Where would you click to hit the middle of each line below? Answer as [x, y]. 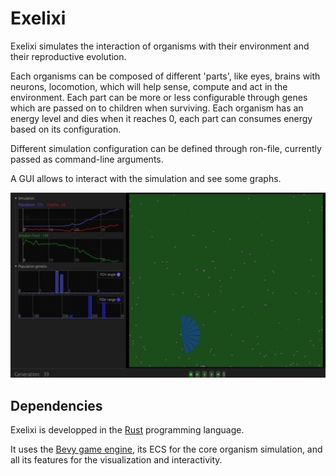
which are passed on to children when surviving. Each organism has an [157, 108]
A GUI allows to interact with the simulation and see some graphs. [146, 178]
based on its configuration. [66, 129]
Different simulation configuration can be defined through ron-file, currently [166, 148]
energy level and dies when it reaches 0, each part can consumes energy [161, 118]
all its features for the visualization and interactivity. [116, 460]
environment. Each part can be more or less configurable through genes [159, 97]
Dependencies [56, 405]
